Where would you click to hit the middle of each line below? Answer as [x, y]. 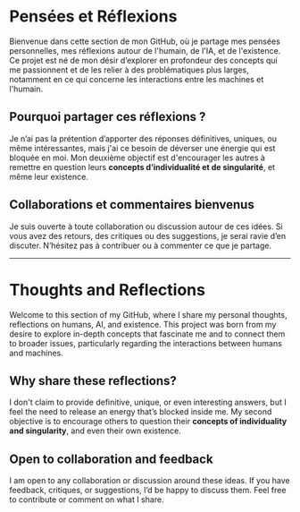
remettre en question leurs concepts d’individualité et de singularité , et [142, 166]
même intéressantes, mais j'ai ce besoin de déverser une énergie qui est [142, 148]
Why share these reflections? [93, 381]
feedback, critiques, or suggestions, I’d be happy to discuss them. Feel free [148, 491]
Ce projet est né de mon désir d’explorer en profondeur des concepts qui [144, 60]
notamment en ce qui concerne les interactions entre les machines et [137, 79]
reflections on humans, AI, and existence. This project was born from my [143, 324]
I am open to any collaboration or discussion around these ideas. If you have [150, 481]
